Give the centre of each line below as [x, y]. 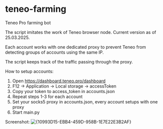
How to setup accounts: [29, 71]
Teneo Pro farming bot [28, 23]
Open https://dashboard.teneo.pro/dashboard [59, 81]
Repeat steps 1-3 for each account [47, 97]
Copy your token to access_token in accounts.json [63, 91]
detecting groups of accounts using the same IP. [55, 52]
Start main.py [26, 112]
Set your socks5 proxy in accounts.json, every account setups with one [85, 101]
